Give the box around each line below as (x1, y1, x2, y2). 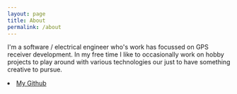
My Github (16, 79, 47, 88)
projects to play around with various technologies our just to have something (7, 58, 231, 66)
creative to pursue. (7, 65, 62, 74)
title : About (7, 17, 46, 24)
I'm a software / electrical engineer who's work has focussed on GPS (7, 43, 209, 52)
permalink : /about (7, 23, 62, 30)
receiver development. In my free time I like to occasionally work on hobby (7, 50, 224, 59)
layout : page (7, 10, 46, 18)
